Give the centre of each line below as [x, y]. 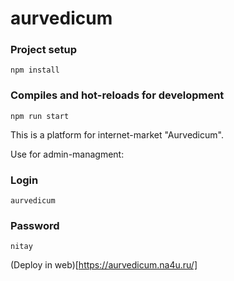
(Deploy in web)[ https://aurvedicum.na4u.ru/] [104, 265]
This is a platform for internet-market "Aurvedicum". [117, 134]
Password [35, 225]
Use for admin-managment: [67, 154]
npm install [35, 70]
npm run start [40, 116]
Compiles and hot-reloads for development [117, 95]
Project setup [43, 50]
